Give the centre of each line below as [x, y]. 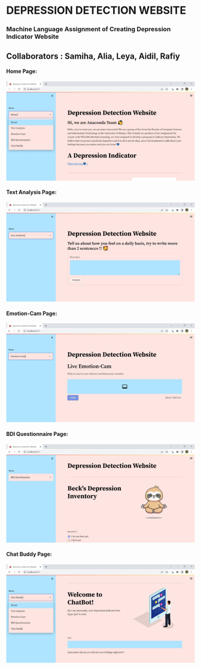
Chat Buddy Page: [29, 554]
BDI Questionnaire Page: [37, 434]
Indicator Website [33, 37]
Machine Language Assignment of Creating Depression [89, 29]
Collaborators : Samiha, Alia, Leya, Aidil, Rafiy [93, 56]
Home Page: [22, 71]
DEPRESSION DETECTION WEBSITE [96, 10]
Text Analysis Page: [31, 192]
